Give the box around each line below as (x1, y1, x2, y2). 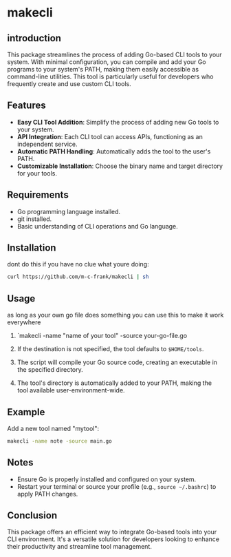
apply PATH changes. (16, 490, 78, 498)
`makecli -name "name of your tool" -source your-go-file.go (16, 332, 188, 340)
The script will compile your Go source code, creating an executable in (16, 358, 218, 366)
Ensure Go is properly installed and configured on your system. (16, 475, 197, 483)
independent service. (16, 140, 78, 148)
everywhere (7, 318, 41, 326)
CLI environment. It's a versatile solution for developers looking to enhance (7, 535, 220, 543)
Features (7, 100, 46, 112)
